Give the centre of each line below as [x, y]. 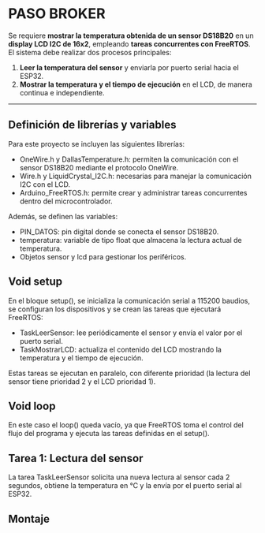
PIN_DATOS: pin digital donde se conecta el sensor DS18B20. [119, 231]
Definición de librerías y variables [92, 125]
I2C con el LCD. [45, 184]
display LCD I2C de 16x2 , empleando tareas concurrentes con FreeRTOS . [129, 43]
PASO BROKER [57, 14]
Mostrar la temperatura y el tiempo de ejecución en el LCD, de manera [136, 84]
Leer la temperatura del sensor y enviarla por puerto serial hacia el [129, 67]
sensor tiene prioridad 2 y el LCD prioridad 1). [82, 381]
